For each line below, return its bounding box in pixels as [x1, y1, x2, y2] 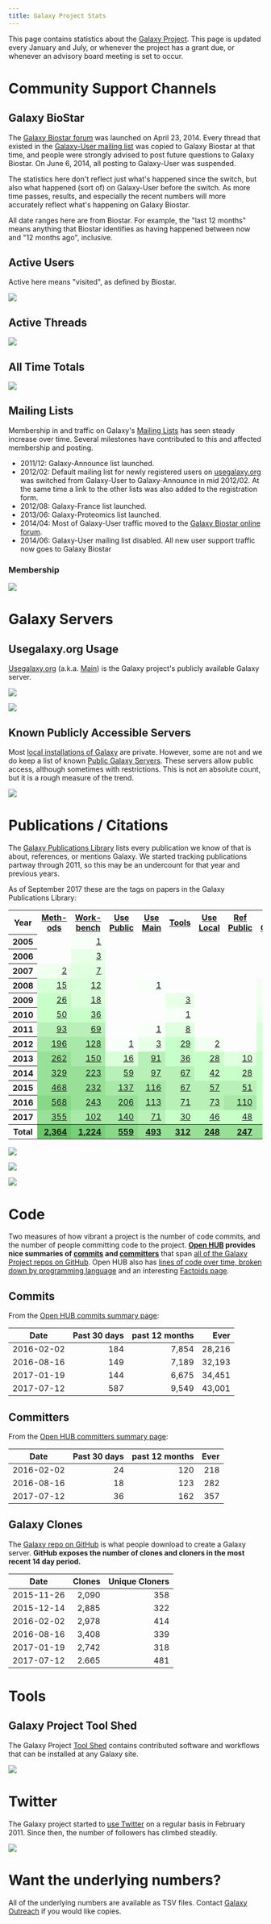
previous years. [8, 868, 60, 878]
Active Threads [8, 315, 87, 329]
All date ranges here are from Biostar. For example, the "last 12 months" [8, 215, 246, 225]
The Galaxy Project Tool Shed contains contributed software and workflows [8, 1740, 260, 1750]
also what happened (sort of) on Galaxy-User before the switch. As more [8, 182, 251, 192]
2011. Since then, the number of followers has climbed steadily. [8, 1827, 218, 1837]
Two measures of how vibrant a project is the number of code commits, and [8, 1231, 261, 1242]
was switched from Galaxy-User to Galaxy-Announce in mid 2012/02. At [19, 475, 260, 485]
